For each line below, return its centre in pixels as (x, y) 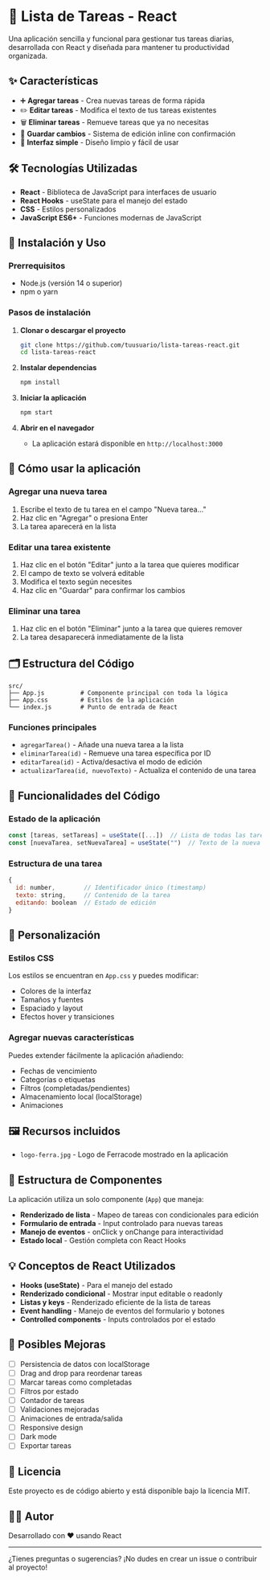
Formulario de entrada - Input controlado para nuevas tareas (121, 1224)
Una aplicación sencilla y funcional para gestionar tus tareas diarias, (121, 39)
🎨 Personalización (54, 935)
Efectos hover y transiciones (67, 1017)
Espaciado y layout (51, 1008)
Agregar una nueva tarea (58, 492)
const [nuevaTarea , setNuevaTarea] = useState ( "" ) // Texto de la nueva (135, 843)
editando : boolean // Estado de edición (86, 903)
